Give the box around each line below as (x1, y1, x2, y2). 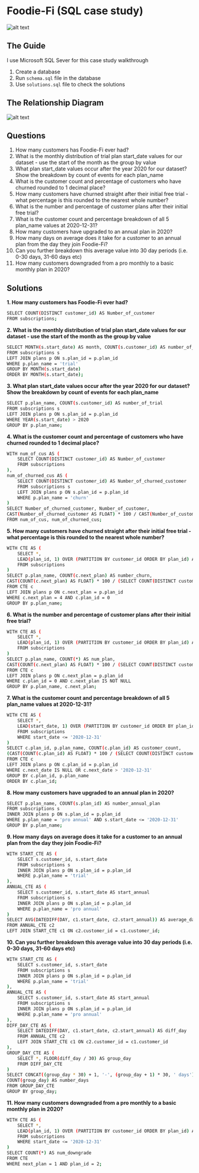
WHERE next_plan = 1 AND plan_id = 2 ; (6, 1161, 102, 1167)
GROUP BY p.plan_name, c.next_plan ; (6, 684, 97, 690)
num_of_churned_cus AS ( (6, 473, 68, 479)
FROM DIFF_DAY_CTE (17, 1061, 63, 1067)
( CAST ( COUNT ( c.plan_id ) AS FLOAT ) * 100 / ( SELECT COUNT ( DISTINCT (6, 751, 174, 757)
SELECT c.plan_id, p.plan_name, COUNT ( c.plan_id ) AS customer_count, (6, 745, 182, 751)
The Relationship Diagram (6, 98, 104, 108)
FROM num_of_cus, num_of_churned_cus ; (6, 517, 102, 523)
